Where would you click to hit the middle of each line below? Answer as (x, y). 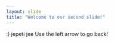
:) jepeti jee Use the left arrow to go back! (57, 34)
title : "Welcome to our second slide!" (56, 17)
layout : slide (24, 11)
